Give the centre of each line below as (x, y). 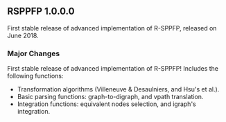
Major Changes (34, 53)
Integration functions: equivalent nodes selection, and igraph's (106, 104)
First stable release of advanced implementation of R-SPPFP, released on (112, 28)
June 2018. (23, 35)
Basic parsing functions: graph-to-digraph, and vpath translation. (110, 97)
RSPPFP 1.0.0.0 (41, 11)
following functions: (35, 76)
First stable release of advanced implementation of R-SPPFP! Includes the (113, 69)
